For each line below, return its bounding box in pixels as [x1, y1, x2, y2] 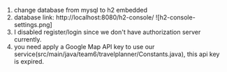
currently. [13, 35, 42, 44]
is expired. [13, 57, 44, 65]
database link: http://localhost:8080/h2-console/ [13, 13, 154, 21]
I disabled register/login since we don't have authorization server [13, 28, 201, 36]
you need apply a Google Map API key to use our [13, 43, 155, 51]
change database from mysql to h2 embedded [13, 6, 148, 14]
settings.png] [13, 21, 52, 28]
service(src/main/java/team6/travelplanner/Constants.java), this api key [13, 50, 220, 58]
